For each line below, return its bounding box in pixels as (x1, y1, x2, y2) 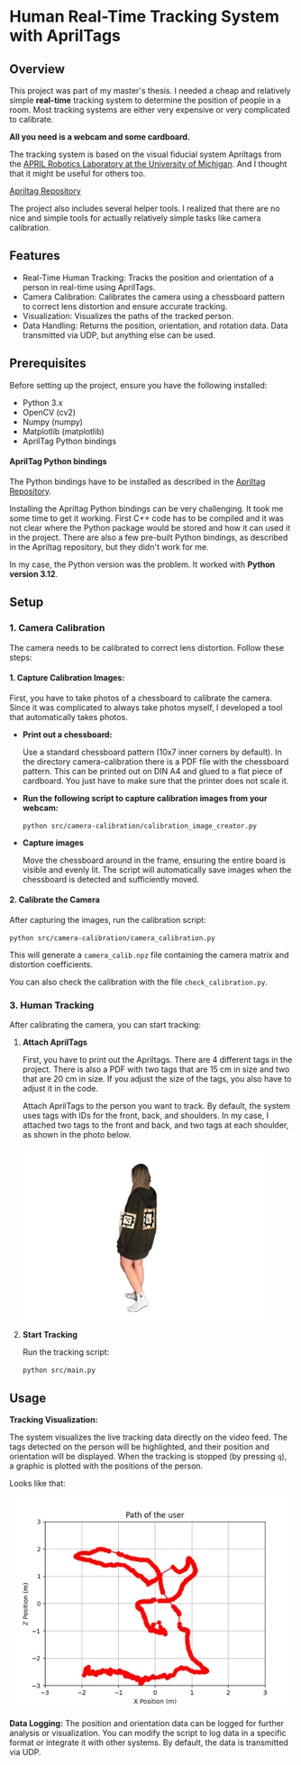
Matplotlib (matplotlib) (22, 425, 105, 436)
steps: (9, 652, 32, 663)
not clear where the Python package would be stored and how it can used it (9, 522, 291, 533)
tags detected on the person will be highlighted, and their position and (9, 1441, 270, 1452)
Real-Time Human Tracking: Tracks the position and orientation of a (22, 272, 275, 283)
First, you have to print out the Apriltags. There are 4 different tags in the (22, 1055, 293, 1065)
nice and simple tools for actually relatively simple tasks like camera (9, 213, 261, 223)
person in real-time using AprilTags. (22, 281, 156, 292)
